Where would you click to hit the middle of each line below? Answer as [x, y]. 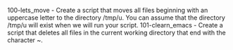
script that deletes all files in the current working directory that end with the [117, 32]
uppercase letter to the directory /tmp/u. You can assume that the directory [116, 18]
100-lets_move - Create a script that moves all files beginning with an [108, 10]
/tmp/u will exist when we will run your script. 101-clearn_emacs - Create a [115, 25]
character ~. [25, 40]
